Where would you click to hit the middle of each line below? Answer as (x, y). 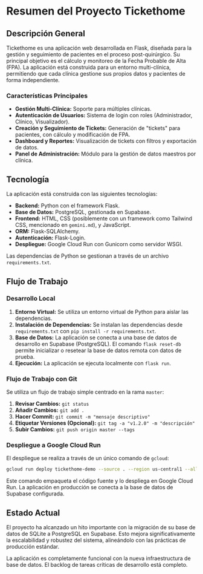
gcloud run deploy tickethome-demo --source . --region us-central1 (94, 469)
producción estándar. (33, 547)
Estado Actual (33, 513)
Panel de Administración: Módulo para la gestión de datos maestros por (105, 154)
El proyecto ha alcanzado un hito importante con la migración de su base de (101, 527)
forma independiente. (33, 80)
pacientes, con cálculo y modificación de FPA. (72, 135)
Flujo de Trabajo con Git (42, 379)
